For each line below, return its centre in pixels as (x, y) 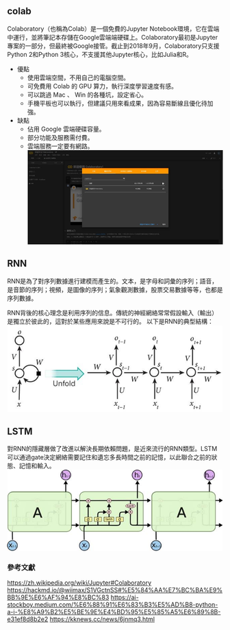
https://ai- (125, 597)
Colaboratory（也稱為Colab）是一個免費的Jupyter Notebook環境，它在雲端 (113, 28)
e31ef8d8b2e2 (28, 619)
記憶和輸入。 (37, 465)
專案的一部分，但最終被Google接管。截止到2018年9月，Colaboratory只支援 (113, 46)
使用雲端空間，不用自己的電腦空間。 (78, 77)
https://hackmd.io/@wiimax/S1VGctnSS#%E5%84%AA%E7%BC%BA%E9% (115, 590)
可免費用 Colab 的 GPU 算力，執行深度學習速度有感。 (102, 86)
